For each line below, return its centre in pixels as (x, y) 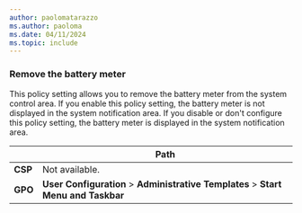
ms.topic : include (44, 43)
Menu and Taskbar (83, 195)
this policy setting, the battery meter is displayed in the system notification (147, 122)
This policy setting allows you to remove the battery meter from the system (148, 93)
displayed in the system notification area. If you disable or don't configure (146, 112)
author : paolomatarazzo (54, 18)
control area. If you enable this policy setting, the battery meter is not (137, 103)
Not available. (71, 169)
